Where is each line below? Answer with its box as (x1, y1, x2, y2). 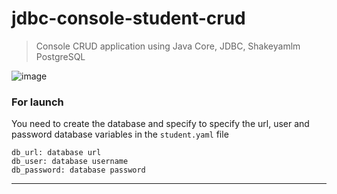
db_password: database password (11, 165, 146, 176)
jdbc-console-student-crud (11, 7, 246, 30)
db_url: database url (11, 148, 102, 158)
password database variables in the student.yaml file (11, 128, 229, 141)
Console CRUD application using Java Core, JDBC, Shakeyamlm (35, 40, 301, 52)
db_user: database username (11, 157, 129, 167)
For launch (11, 95, 64, 109)
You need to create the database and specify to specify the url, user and (11, 118, 310, 130)
